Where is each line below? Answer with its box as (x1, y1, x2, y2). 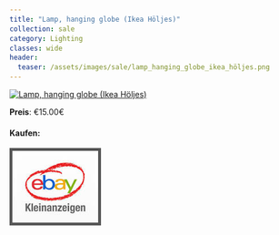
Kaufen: (9, 128, 41, 138)
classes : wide (9, 44, 64, 53)
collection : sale (9, 24, 75, 34)
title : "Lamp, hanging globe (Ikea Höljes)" (9, 15, 181, 24)
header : (9, 53, 39, 63)
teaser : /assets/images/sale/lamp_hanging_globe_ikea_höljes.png (17, 63, 271, 72)
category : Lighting (9, 34, 84, 43)
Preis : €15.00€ (9, 107, 65, 117)
